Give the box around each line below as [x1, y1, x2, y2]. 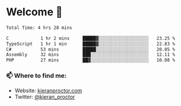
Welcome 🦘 [6, 5, 63, 19]
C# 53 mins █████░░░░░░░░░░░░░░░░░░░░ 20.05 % [6, 47, 176, 52]
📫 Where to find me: [6, 72, 67, 80]
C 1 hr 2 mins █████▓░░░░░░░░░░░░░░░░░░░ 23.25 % [6, 35, 176, 41]
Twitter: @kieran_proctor [14, 94, 75, 101]
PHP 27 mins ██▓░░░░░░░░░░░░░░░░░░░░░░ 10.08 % [6, 57, 176, 64]
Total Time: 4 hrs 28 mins [6, 25, 73, 31]
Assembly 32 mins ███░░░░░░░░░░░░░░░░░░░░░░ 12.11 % [6, 52, 176, 58]
